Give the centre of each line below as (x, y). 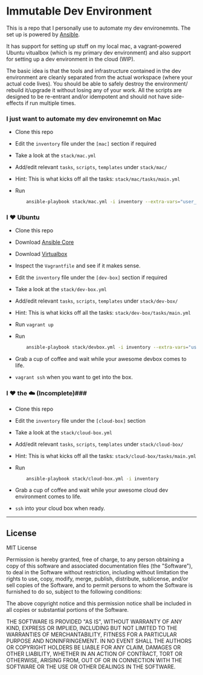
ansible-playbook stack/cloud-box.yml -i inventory (92, 479)
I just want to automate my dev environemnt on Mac (84, 118)
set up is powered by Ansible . (43, 34)
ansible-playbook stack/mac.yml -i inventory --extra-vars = (103, 202)
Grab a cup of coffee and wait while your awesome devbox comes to (101, 359)
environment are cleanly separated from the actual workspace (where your (100, 77)
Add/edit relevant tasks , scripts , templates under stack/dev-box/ (96, 301)
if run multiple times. (50, 103)
